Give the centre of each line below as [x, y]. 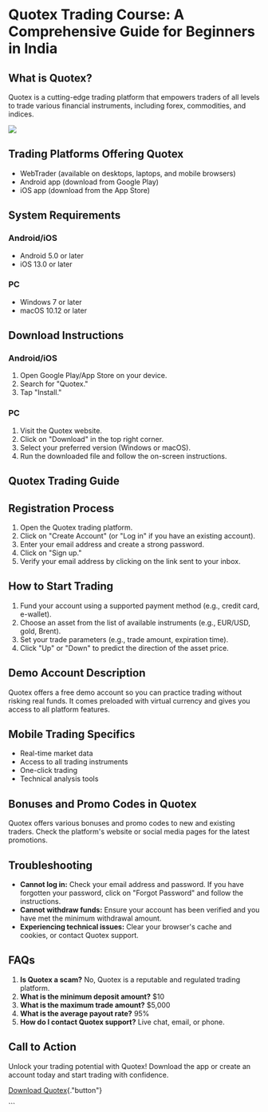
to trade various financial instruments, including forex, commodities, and [127, 106]
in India [33, 49]
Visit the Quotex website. [61, 430]
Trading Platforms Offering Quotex [96, 154]
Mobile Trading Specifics [72, 734]
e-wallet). [35, 614]
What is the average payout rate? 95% [85, 1013]
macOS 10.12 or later [53, 310]
